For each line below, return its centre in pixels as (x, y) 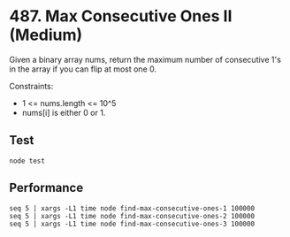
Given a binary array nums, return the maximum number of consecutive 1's (145, 59)
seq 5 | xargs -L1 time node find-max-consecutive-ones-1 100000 (132, 208)
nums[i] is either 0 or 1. (64, 112)
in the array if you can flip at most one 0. (83, 69)
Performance (46, 188)
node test (27, 161)
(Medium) (46, 35)
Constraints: (31, 86)
